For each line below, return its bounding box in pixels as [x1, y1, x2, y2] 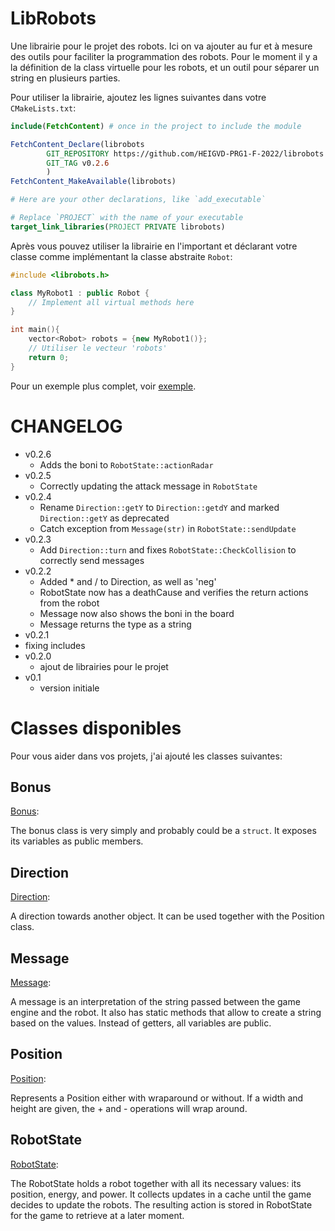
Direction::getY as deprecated [39, 512, 170, 524]
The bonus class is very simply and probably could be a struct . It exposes [10, 825, 317, 837]
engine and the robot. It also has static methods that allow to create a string [10, 1007, 322, 1018]
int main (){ [10, 325, 60, 335]
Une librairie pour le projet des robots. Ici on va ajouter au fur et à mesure [10, 40, 313, 52]
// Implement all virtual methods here [28, 297, 195, 307]
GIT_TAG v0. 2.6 [46, 158, 110, 168]
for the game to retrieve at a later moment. [10, 1209, 185, 1221]
